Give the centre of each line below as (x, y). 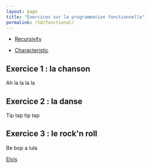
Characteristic (32, 50)
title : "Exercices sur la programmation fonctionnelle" (75, 17)
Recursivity (28, 39)
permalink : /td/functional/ (40, 22)
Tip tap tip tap (23, 115)
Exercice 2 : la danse (44, 101)
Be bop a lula (22, 148)
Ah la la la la (20, 83)
